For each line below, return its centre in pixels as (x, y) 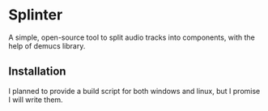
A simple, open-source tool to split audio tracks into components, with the (132, 37)
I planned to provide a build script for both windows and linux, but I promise (134, 91)
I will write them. (36, 100)
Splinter (36, 15)
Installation (37, 72)
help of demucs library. (47, 45)
